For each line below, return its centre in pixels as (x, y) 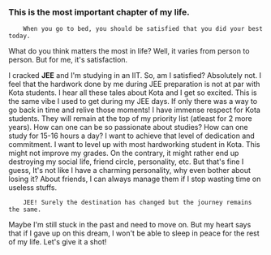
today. (19, 36)
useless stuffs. (33, 188)
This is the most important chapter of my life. (99, 12)
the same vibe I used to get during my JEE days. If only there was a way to (133, 102)
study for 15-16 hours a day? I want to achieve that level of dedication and (132, 136)
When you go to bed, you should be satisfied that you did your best (143, 29)
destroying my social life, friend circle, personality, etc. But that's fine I (126, 162)
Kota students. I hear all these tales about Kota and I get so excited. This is (133, 93)
